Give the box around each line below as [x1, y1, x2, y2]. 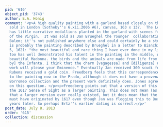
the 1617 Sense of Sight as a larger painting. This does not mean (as [9, 88, 158, 93]
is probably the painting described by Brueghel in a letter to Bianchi [9, 43, 160, 48]
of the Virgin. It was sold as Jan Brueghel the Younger [9, 34, 130, 39]
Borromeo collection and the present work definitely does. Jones [9, 79, 147, 84]
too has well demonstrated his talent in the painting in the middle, [9, 52, 155, 57]
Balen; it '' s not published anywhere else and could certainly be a [9, 39, 151, 43]
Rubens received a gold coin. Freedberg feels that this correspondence [9, 70, 160, 75]
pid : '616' [5, 7, 27, 12]
